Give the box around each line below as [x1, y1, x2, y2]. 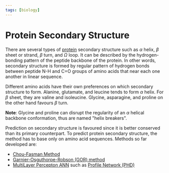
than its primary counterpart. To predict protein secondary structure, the [5, 130, 157, 136]
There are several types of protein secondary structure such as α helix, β [5, 46, 159, 53]
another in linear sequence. [5, 73, 63, 80]
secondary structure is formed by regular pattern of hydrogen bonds [5, 62, 150, 69]
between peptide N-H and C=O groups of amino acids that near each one [5, 68, 160, 74]
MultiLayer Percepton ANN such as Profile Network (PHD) [12, 162, 135, 168]
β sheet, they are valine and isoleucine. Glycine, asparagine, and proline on [5, 94, 163, 100]
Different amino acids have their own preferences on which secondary [5, 83, 153, 89]
